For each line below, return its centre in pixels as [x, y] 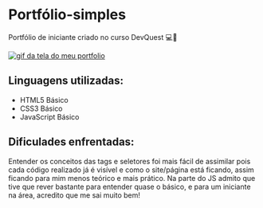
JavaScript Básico [49, 116]
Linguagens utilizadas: [66, 81]
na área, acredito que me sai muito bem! [75, 195]
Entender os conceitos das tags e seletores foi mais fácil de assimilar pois [130, 161]
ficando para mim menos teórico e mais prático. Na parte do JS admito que [132, 178]
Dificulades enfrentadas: [71, 142]
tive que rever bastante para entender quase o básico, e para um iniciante [130, 186]
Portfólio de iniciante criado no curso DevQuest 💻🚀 [93, 37]
